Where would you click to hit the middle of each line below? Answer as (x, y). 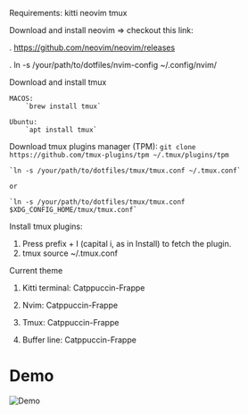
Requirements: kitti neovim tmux (68, 13)
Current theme (36, 270)
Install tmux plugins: (46, 226)
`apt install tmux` (62, 130)
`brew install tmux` (63, 106)
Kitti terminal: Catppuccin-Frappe (83, 288)
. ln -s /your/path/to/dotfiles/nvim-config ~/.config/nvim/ (113, 65)
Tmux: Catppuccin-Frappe (70, 322)
